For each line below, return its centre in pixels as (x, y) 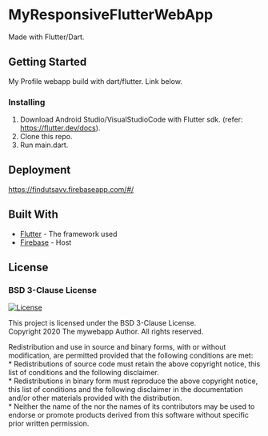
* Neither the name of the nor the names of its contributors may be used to (132, 406)
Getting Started (48, 62)
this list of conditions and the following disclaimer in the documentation (126, 390)
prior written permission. (49, 424)
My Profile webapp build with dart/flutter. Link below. (95, 81)
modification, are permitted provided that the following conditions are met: (131, 356)
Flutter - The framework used (68, 234)
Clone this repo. (46, 137)
